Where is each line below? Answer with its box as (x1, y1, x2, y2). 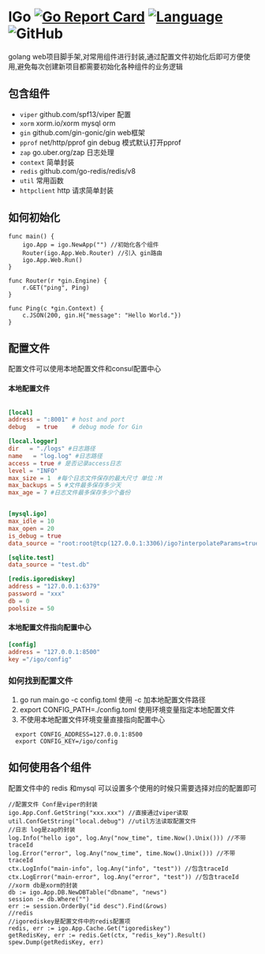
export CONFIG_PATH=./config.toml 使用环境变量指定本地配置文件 (19, 704, 235, 714)
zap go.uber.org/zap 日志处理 (19, 147, 114, 157)
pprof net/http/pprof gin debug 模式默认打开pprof (19, 137, 181, 147)
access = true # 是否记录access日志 (8, 459, 121, 468)
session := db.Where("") (8, 895, 90, 903)
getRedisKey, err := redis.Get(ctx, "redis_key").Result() (8, 931, 207, 939)
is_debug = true (8, 531, 62, 540)
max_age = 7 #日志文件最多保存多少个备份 (8, 489, 131, 497)
